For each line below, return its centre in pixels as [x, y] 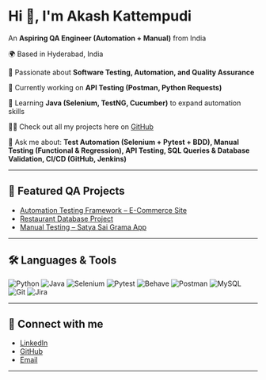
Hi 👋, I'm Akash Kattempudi [100, 16]
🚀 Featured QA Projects [66, 191]
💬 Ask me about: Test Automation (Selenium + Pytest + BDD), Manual [123, 142]
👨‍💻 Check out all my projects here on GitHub [81, 127]
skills [17, 111]
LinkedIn [34, 343]
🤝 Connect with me [56, 324]
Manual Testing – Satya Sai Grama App [83, 227]
